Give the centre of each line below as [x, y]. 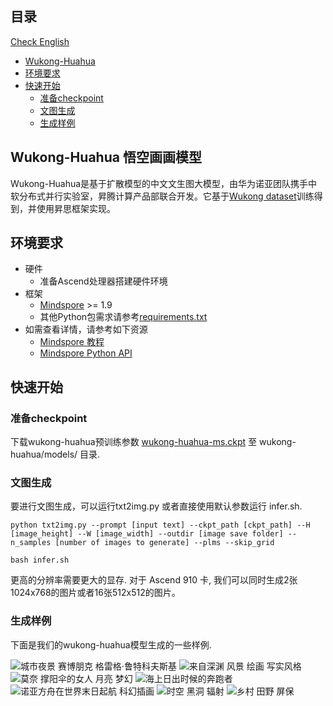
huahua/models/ [44, 454]
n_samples [31, 543]
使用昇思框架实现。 [76, 208]
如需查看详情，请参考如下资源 [86, 329]
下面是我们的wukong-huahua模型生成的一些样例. [111, 644]
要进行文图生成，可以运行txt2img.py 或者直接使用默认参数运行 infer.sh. [156, 506]
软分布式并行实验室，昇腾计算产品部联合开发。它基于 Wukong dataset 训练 [162, 196]
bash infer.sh [40, 560]
